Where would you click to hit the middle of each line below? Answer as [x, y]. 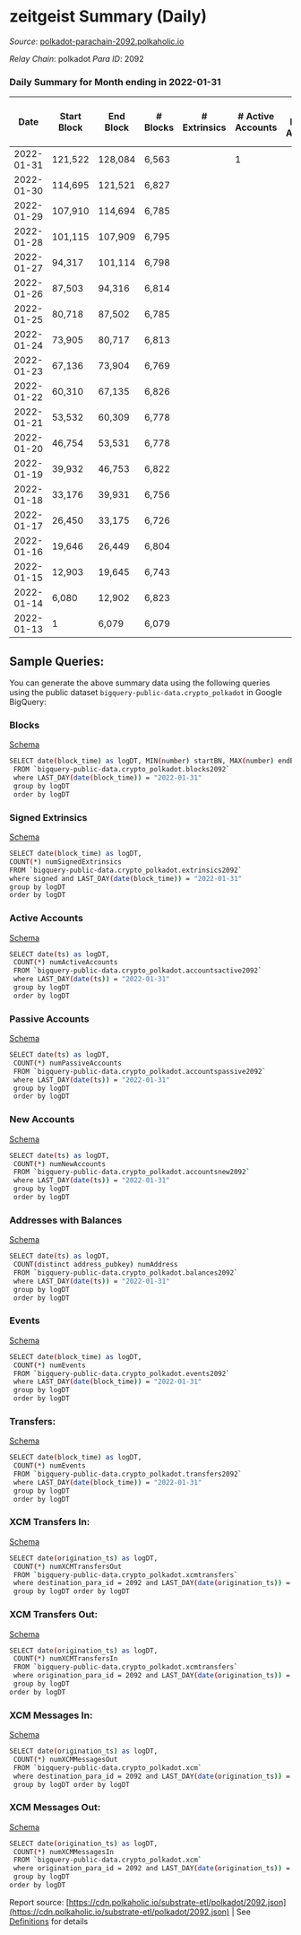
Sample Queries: [57, 661]
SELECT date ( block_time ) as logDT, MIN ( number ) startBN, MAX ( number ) [142, 761]
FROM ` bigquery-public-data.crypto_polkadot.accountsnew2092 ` [132, 1172]
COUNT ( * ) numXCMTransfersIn [65, 1659]
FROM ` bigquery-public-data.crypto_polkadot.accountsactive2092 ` [138, 971]
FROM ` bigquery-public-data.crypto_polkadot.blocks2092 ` [121, 770]
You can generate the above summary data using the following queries [140, 683]
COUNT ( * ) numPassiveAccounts [68, 1063]
